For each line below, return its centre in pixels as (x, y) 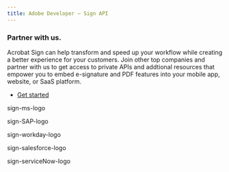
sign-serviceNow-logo (39, 161)
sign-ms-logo (26, 108)
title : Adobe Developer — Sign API (58, 13)
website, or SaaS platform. (44, 81)
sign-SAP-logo (28, 121)
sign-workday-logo (34, 134)
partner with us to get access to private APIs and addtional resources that (111, 66)
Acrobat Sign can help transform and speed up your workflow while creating (115, 52)
